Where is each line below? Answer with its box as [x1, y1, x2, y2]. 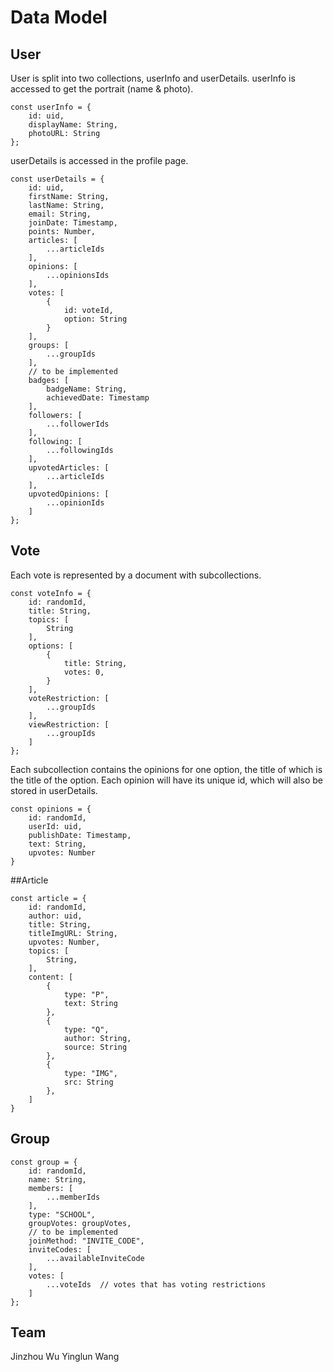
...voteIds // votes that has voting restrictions [46, 1279, 267, 1290]
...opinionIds [46, 498, 105, 508]
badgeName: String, [46, 384, 128, 394]
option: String [63, 314, 128, 324]
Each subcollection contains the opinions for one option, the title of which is [10, 763, 323, 775]
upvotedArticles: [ [28, 463, 110, 473]
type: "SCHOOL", [28, 1209, 97, 1220]
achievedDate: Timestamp [46, 393, 150, 403]
